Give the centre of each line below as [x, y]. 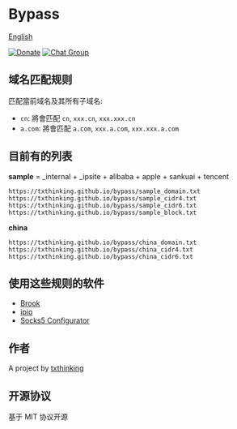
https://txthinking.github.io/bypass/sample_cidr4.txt [103, 198]
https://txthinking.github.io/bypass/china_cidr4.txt [101, 249]
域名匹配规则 [40, 80]
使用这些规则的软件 [56, 283]
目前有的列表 [40, 156]
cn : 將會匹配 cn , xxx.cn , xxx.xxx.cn [78, 118]
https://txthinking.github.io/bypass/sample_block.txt [103, 212]
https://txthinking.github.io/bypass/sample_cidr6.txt [103, 205]
